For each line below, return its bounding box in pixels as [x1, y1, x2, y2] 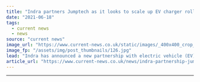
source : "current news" [6, 36, 65, 42]
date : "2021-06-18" [6, 14, 55, 20]
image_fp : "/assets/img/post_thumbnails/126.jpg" [6, 48, 132, 53]
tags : [6, 20, 20, 26]
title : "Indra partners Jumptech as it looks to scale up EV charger [6, 8, 183, 15]
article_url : [6, 58, 39, 64]
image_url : [6, 42, 33, 48]
